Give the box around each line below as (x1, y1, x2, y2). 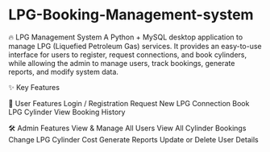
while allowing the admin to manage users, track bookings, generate (8, 58, 235, 68)
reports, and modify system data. (8, 67, 119, 76)
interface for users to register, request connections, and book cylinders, (8, 50, 247, 60)
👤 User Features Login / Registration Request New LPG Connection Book (8, 98, 250, 108)
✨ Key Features (8, 82, 60, 92)
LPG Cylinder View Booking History (8, 107, 126, 117)
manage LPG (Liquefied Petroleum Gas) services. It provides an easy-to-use (8, 41, 262, 51)
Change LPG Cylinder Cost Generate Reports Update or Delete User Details (8, 134, 260, 144)
